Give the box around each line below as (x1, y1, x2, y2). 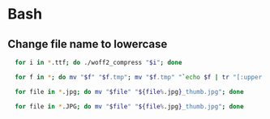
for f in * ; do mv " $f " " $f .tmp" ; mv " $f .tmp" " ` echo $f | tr (15, 73, 230, 81)
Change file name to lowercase (7, 37, 168, 51)
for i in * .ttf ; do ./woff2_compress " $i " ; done (15, 58, 182, 66)
